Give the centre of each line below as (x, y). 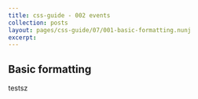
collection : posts (38, 23)
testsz (18, 88)
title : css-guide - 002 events (59, 15)
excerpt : (22, 37)
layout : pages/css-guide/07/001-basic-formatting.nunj (100, 30)
